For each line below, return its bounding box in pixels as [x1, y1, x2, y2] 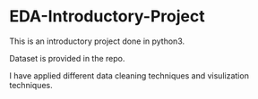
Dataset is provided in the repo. [9, 53, 125, 63]
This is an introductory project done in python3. [9, 36, 185, 46]
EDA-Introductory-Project [9, 6, 205, 27]
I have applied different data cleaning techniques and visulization [9, 70, 249, 81]
